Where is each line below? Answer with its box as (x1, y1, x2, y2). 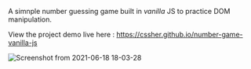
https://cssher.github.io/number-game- (116, 30, 243, 39)
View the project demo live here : (8, 30, 115, 39)
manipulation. (8, 15, 53, 24)
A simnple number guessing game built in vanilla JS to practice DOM (8, 7, 231, 16)
